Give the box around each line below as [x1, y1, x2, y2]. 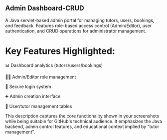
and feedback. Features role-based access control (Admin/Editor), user [5, 22, 152, 28]
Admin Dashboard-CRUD [5, 4, 85, 12]
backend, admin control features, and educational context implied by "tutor [5, 123, 160, 129]
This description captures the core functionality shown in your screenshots [5, 112, 160, 119]
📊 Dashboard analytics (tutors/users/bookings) [5, 62, 103, 68]
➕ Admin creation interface [5, 93, 61, 99]
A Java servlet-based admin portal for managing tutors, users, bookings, [5, 17, 155, 23]
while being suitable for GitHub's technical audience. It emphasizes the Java [5, 118, 162, 124]
